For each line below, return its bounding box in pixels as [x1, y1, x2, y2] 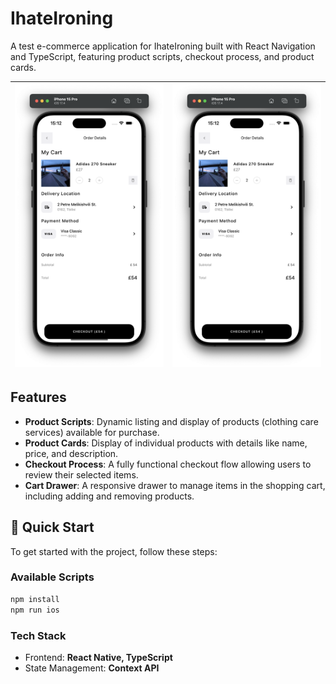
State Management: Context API [24, 662, 160, 674]
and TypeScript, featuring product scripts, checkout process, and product [10, 50, 315, 62]
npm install [10, 594, 60, 604]
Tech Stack [10, 628, 67, 642]
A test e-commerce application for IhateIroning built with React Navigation [10, 40, 316, 52]
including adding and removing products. [24, 490, 195, 502]
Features [10, 389, 67, 406]
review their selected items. [24, 468, 139, 481]
